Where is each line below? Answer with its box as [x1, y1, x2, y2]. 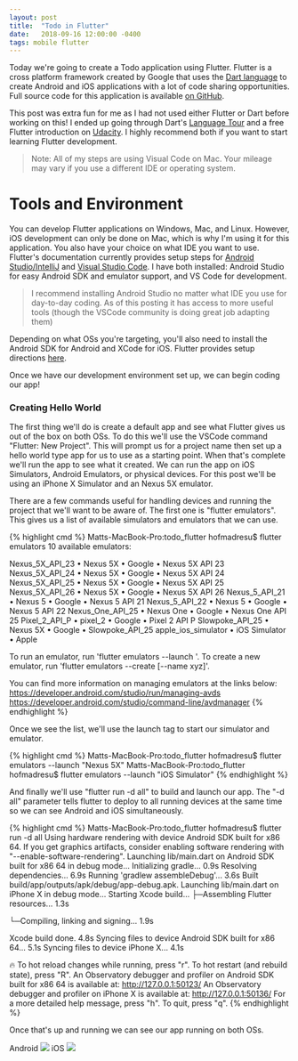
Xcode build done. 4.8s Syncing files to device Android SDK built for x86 [9, 933, 276, 944]
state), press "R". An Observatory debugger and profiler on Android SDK [9, 969, 274, 980]
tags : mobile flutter [9, 37, 90, 47]
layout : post [9, 12, 58, 22]
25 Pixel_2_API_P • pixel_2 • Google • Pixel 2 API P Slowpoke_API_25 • [9, 615, 270, 626]
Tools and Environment [9, 194, 184, 215]
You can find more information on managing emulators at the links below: [9, 678, 278, 689]
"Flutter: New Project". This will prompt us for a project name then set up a [9, 441, 282, 451]
